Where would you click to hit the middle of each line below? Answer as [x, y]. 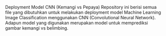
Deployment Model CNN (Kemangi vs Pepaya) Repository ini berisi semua [81, 7]
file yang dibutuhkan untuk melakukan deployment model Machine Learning [83, 12]
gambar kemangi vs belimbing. [37, 28]
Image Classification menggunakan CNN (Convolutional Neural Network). [81, 18]
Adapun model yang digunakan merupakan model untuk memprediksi [77, 23]
